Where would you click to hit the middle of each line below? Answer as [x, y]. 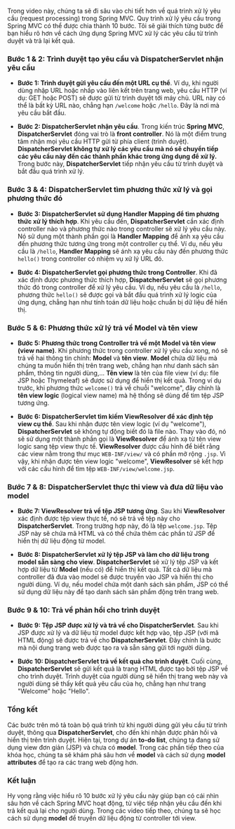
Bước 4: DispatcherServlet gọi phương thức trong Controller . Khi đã [117, 272]
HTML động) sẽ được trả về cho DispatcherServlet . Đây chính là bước [119, 641]
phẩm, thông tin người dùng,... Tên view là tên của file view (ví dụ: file [118, 373]
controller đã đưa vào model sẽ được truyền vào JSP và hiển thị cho [115, 577]
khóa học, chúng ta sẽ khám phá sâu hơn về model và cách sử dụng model [116, 754]
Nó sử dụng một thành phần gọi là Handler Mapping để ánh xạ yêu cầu [121, 236]
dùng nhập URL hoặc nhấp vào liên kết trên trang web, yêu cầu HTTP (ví [122, 91]
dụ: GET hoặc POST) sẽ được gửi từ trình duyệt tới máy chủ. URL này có [121, 98]
